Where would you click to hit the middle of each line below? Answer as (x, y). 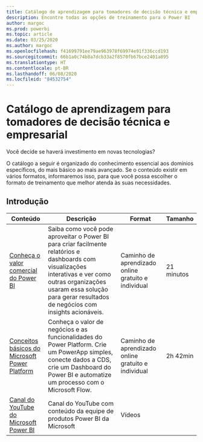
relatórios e (64, 252)
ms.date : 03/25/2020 (32, 40)
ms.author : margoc (29, 46)
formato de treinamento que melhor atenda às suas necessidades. (89, 183)
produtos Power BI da (79, 418)
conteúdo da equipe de (81, 411)
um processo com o (76, 382)
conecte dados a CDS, (80, 359)
